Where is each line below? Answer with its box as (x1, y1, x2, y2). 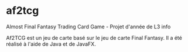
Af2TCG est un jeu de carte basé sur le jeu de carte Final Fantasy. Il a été (6, 34, 183, 41)
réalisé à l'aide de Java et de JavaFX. (6, 40, 97, 47)
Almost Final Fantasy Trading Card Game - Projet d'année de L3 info (6, 23, 171, 30)
